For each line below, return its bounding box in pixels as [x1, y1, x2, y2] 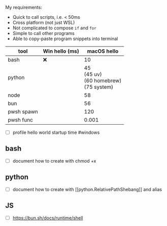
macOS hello [87, 48, 119, 55]
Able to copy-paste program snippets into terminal [12, 35, 118, 42]
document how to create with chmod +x [12, 158, 96, 164]
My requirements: [5, 5, 42, 10]
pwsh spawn [8, 108, 38, 115]
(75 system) [84, 84, 114, 90]
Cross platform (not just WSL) [12, 20, 75, 25]
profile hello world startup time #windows [12, 129, 100, 135]
